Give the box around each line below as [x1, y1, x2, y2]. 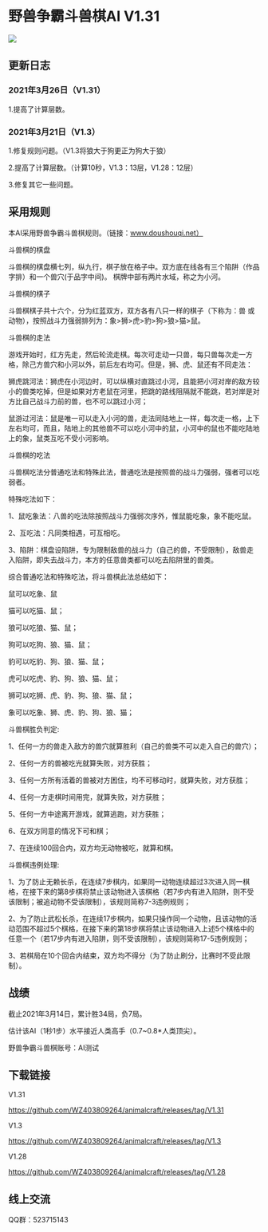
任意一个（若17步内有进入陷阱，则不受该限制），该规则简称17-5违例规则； [8, 934, 250, 943]
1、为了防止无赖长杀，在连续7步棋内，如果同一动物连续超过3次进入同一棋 [8, 876, 250, 886]
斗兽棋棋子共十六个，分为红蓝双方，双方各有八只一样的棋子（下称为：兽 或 [8, 305, 255, 315]
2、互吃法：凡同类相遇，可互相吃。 [8, 528, 125, 537]
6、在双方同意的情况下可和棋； [8, 826, 111, 836]
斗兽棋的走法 [8, 333, 50, 342]
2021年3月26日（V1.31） [8, 85, 105, 96]
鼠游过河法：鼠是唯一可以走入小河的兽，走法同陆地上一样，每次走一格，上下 [8, 413, 260, 423]
